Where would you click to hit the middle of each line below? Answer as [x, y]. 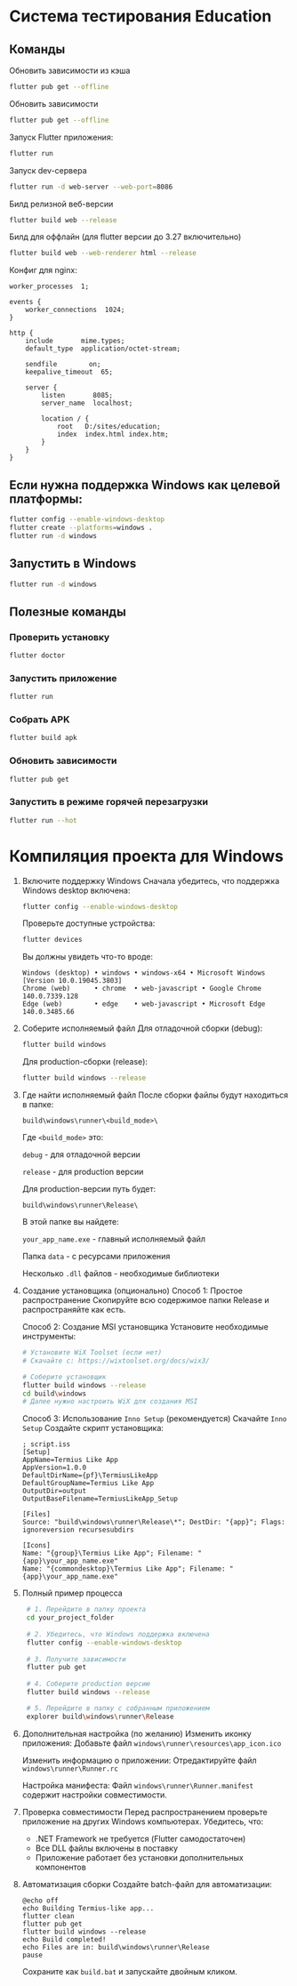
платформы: [46, 499]
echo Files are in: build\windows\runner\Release [116, 1947]
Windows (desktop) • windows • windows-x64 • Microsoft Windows [144, 973]
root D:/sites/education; [109, 427]
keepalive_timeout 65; [69, 372]
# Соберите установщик [64, 1377]
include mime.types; [75, 341]
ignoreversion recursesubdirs [78, 1530]
